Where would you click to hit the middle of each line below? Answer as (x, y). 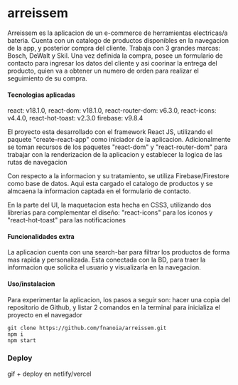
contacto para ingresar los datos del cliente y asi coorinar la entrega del (113, 63)
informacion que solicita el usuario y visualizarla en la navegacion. (104, 267)
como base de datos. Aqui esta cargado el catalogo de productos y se (110, 184)
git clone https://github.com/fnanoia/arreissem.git (87, 328)
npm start (22, 340)
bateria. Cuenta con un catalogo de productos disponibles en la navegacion (118, 40)
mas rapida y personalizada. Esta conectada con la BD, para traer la (107, 260)
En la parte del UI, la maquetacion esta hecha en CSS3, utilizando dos (109, 205)
